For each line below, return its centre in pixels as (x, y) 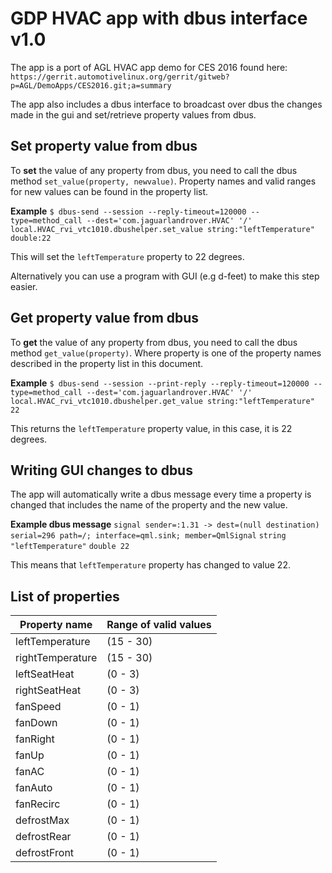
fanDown (36, 723)
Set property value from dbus (104, 146)
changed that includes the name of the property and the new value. (149, 505)
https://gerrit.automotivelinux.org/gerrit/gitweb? (120, 77)
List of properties (65, 596)
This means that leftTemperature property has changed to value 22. (150, 565)
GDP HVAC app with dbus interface (159, 18)
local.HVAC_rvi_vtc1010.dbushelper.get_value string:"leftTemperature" (162, 401)
